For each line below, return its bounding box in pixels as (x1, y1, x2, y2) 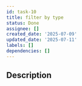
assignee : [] (6, 25, 39, 32)
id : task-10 (6, 8, 36, 15)
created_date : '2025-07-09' (6, 31, 78, 37)
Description (6, 70, 52, 81)
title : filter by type (6, 14, 64, 20)
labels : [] (6, 43, 34, 49)
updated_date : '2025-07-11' (6, 37, 78, 43)
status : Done (6, 20, 39, 26)
